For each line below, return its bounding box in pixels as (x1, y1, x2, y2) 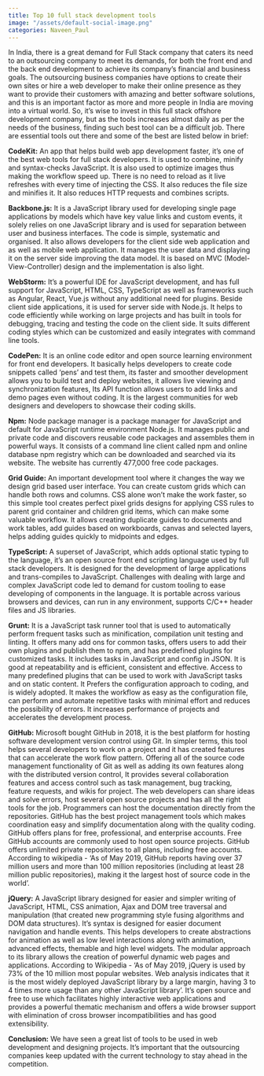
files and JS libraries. (8, 606, 76, 615)
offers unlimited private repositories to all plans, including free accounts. (8, 845, 243, 854)
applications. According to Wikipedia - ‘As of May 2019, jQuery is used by (8, 960, 246, 970)
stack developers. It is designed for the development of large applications (8, 564, 247, 573)
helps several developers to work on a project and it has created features (8, 745, 245, 754)
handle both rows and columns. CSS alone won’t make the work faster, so (8, 490, 247, 499)
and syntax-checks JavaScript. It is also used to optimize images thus (8, 163, 234, 173)
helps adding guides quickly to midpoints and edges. (8, 532, 179, 541)
